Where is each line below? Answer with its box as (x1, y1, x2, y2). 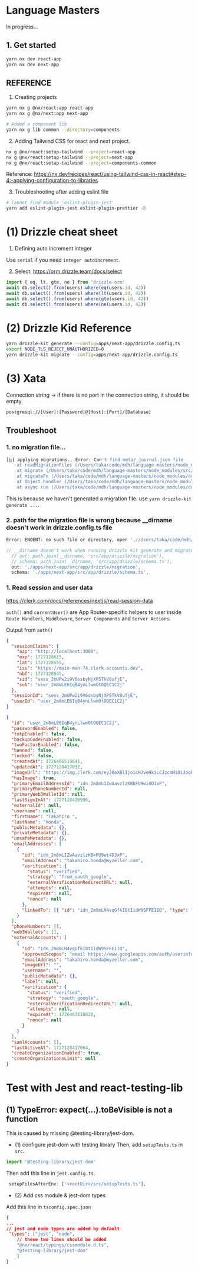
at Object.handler (16, 479, 62, 485)
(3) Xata (6, 372, 46, 385)
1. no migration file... (6, 443, 66, 452)
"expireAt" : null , (27, 890, 72, 897)
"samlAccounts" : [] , (11, 1039, 62, 1045)
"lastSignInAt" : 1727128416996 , (11, 797, 91, 803)
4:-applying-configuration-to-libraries (6, 177, 98, 184)
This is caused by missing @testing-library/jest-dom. (6, 1130, 134, 1137)
